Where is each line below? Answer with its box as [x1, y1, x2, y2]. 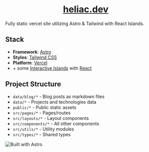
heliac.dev [63, 4, 109, 15]
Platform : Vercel [12, 60, 47, 66]
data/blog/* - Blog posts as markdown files [12, 93, 105, 99]
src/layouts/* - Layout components [12, 115, 89, 121]
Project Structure [5, 80, 61, 89]
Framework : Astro [12, 48, 52, 55]
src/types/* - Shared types [12, 131, 71, 137]
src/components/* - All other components [12, 120, 100, 126]
